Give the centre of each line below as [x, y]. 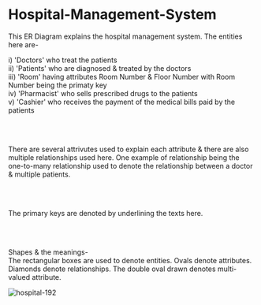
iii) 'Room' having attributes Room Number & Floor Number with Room [121, 76]
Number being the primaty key [58, 85]
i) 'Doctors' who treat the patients [63, 60]
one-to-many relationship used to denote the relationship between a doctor [131, 166]
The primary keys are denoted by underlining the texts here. [106, 213]
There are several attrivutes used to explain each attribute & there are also [129, 149]
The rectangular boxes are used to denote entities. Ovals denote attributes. [130, 260]
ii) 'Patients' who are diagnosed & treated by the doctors [100, 68]
